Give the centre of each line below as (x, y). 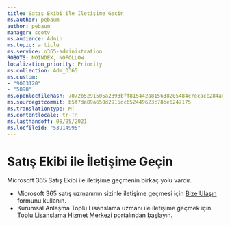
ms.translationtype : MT (41, 109)
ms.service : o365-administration (55, 52)
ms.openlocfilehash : (37, 96)
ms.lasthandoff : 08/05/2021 (47, 121)
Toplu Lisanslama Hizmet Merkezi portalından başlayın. (95, 215)
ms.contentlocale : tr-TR (42, 115)
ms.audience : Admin (35, 39)
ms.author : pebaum (33, 20)
